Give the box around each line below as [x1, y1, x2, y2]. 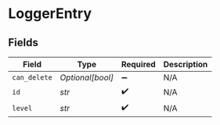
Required [121, 59, 157, 70]
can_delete [12, 73, 52, 82]
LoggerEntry [8, 5, 92, 23]
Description [163, 59, 208, 70]
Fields [8, 36, 39, 49]
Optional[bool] [60, 72, 114, 83]
